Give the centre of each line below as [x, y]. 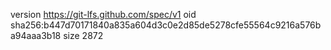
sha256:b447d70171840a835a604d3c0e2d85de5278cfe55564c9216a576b [166, 25]
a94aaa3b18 [36, 35]
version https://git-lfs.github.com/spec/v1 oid [103, 14]
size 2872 [83, 35]
